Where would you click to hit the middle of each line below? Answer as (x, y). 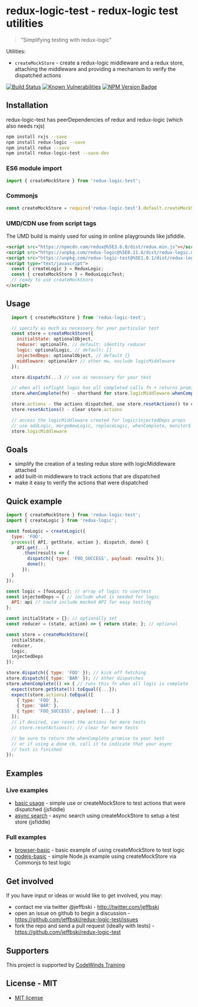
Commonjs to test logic (43, 863)
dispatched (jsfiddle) (40, 810)
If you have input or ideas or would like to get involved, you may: (84, 896)
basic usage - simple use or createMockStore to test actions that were (100, 803)
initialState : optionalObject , (55, 339)
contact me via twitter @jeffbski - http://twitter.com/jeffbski (87, 907)
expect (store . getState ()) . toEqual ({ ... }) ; (64, 689)
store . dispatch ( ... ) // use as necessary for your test (81, 377)
